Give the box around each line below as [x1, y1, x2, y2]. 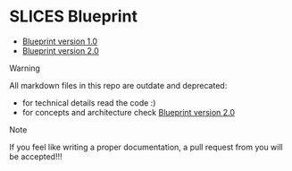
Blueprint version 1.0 [21, 36, 98, 47]
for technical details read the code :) [21, 97, 156, 108]
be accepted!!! [9, 150, 63, 162]
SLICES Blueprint [9, 6, 138, 27]
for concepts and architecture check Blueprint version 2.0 [21, 107, 235, 117]
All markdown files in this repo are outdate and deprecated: [9, 80, 228, 90]
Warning [9, 63, 40, 73]
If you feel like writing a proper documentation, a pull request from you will [9, 141, 283, 152]
